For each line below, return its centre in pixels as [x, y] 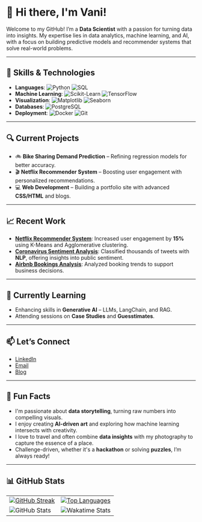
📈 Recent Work [36, 221]
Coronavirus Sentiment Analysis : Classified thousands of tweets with [102, 251]
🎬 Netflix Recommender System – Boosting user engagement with [98, 172]
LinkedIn [26, 359]
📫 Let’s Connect [38, 341]
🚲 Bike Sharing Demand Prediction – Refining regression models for [101, 156]
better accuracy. [35, 165]
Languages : [30, 87]
